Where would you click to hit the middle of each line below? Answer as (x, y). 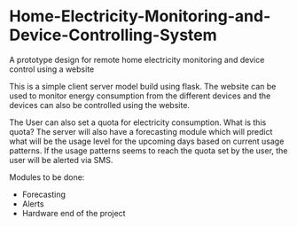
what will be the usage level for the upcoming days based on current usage (147, 141)
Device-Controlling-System (113, 35)
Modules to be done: (47, 177)
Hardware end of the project (74, 213)
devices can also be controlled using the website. (100, 105)
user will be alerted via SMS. (61, 160)
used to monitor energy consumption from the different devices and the (140, 96)
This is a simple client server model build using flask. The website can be (143, 86)
